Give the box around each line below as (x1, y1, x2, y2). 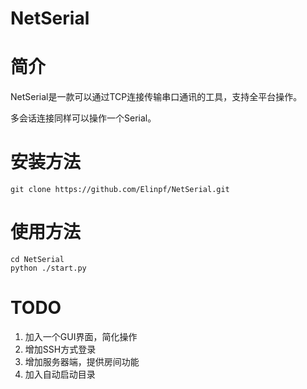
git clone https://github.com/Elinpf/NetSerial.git (10, 185, 230, 195)
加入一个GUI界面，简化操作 (24, 330, 138, 342)
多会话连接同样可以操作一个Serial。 (10, 112, 157, 124)
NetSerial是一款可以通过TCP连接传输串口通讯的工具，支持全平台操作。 (10, 91, 303, 103)
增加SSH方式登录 (24, 343, 97, 355)
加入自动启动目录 (24, 368, 96, 380)
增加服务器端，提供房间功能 (24, 355, 140, 367)
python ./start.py (10, 263, 87, 273)
